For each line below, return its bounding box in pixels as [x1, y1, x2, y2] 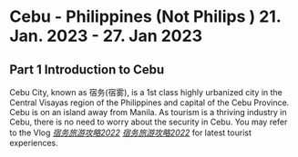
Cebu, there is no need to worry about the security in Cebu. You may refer [9, 116, 288, 127]
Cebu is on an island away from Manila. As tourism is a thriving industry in [9, 107, 287, 117]
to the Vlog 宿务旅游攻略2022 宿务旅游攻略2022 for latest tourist [9, 127, 252, 138]
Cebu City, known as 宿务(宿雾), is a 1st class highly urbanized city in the [9, 87, 283, 97]
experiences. [9, 138, 59, 148]
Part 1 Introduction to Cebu [9, 62, 165, 77]
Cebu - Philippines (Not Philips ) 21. [9, 6, 282, 27]
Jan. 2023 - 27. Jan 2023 [9, 25, 203, 46]
